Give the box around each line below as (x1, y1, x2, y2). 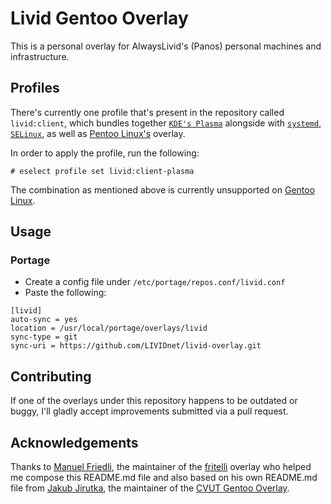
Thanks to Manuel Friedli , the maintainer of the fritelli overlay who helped (10, 461, 312, 473)
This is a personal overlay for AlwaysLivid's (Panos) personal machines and (10, 40, 322, 52)
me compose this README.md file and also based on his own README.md (10, 472, 318, 484)
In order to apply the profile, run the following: (10, 147, 200, 159)
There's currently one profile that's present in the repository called (10, 106, 285, 118)
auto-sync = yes (10, 315, 78, 325)
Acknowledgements (10, 434, 139, 451)
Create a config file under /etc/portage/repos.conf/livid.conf (24, 276, 286, 288)
